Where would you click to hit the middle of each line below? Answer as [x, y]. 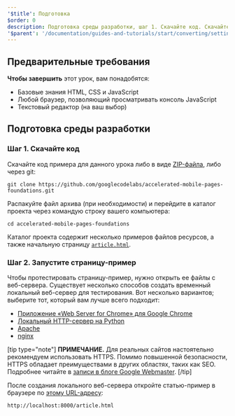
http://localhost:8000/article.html [60, 406]
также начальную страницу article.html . [69, 244]
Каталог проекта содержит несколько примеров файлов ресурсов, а [111, 237]
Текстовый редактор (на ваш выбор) [72, 107]
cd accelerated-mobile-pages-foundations [69, 224]
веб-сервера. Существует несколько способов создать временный [109, 285]
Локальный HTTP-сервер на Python [71, 321]
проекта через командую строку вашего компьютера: [88, 211]
